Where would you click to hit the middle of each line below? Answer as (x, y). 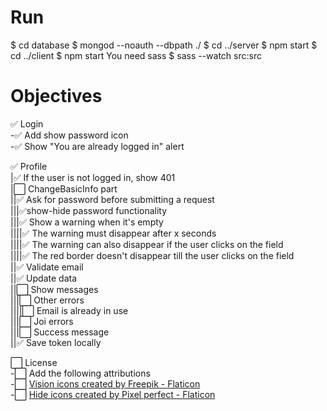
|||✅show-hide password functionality (89, 210)
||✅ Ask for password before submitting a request (112, 199)
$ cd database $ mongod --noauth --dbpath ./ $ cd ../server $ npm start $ (164, 45)
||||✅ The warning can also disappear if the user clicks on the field (147, 244)
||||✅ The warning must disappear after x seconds (113, 233)
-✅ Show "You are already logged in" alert (97, 146)
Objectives (56, 96)
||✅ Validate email (47, 267)
